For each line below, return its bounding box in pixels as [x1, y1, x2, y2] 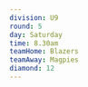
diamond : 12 [9, 64, 54, 73]
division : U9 [9, 13, 59, 23]
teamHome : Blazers [9, 47, 79, 56]
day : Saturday [9, 30, 64, 39]
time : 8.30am [9, 38, 59, 48]
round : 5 [9, 22, 43, 31]
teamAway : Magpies [9, 55, 79, 64]
